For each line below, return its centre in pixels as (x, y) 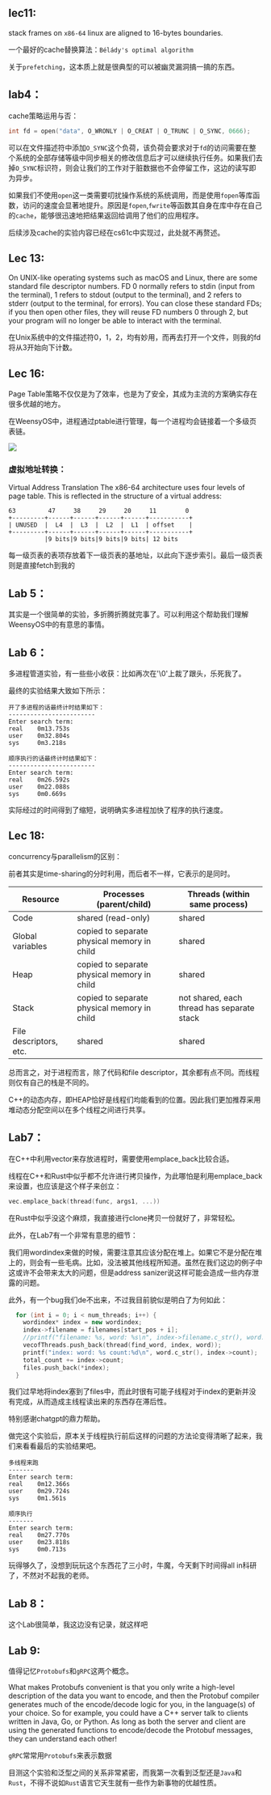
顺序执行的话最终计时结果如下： (54, 759)
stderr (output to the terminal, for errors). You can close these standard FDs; (135, 303)
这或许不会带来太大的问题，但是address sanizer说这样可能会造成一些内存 (130, 1272)
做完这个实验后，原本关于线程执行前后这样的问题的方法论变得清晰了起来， (132, 1436)
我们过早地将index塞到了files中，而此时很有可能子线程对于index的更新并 (129, 1391)
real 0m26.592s (39, 780)
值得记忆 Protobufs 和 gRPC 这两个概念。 (71, 1671)
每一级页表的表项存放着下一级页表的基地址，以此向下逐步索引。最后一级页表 (135, 555)
